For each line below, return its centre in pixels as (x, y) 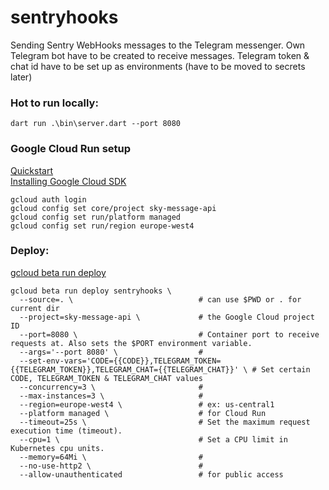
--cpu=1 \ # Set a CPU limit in (153, 439)
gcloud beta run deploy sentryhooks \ (91, 291)
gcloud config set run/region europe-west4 (102, 226)
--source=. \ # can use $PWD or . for (160, 299)
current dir (35, 308)
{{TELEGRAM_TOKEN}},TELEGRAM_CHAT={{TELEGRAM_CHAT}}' (125, 369)
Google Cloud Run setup (71, 149)
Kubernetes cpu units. (57, 448)
